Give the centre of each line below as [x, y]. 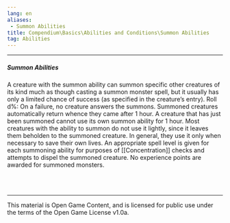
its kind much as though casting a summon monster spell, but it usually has [113, 92]
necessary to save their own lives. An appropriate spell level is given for [108, 143]
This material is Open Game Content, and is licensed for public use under [110, 205]
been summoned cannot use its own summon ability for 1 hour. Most [103, 121]
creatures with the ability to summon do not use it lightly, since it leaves [108, 128]
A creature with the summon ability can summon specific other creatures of [114, 85]
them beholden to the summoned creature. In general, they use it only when [114, 136]
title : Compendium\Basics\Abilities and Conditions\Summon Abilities [108, 33]
